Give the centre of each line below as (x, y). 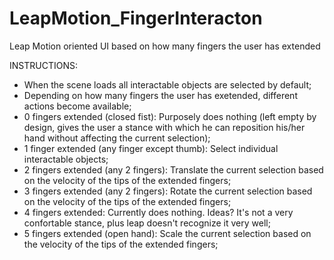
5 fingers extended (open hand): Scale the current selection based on (167, 233)
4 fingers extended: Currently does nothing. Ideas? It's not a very (158, 212)
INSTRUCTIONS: (43, 65)
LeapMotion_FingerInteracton (136, 18)
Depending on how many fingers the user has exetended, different (160, 95)
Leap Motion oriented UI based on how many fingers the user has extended (165, 46)
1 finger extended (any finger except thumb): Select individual (151, 148)
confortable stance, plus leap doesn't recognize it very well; (147, 223)
